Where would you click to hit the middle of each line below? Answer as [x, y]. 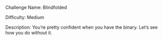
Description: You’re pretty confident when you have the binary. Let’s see [81, 27]
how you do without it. [29, 33]
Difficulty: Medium [25, 17]
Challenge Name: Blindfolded [36, 7]
